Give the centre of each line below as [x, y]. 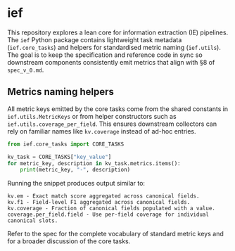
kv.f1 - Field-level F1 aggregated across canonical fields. [99, 202]
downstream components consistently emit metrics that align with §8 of [111, 62]
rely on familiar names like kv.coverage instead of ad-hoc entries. [102, 131]
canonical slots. [33, 221]
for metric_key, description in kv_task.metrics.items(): [94, 163]
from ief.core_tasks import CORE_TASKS [66, 144]
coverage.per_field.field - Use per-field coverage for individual [108, 215]
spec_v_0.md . [26, 70]
